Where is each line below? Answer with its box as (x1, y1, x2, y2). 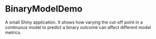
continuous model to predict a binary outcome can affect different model (5, 24, 151, 30)
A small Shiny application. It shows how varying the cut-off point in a (5, 19, 143, 25)
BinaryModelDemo (5, 3, 83, 14)
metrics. (5, 29, 22, 35)
